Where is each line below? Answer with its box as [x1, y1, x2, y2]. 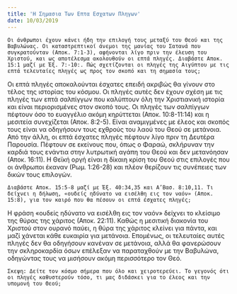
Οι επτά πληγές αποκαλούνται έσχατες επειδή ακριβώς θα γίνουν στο [7, 79, 216, 89]
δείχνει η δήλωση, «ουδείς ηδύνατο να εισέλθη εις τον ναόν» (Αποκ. [7, 190, 214, 197]
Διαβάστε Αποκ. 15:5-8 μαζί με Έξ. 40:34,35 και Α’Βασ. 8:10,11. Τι [7, 183, 214, 191]
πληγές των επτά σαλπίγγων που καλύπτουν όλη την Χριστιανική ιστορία [7, 95, 225, 103]
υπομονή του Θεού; [7, 280, 62, 287]
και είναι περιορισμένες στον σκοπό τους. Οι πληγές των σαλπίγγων [7, 102, 210, 111]
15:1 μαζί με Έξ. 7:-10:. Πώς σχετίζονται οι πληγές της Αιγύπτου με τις [7, 61, 230, 68]
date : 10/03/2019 [7, 17, 59, 24]
